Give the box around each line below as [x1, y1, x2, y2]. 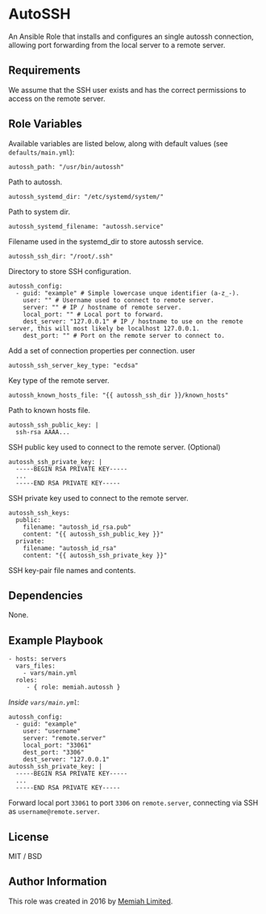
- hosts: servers [8, 655, 67, 663]
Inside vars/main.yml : [8, 697, 80, 707]
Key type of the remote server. [8, 375, 110, 385]
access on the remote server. [8, 94, 106, 103]
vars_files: [15, 662, 56, 671]
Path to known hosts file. [8, 405, 91, 415]
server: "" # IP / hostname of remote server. [23, 303, 182, 311]
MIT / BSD [8, 852, 43, 861]
